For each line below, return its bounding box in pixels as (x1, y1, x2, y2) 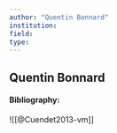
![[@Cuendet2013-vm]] (9, 114, 95, 124)
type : (9, 37, 29, 47)
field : (9, 29, 34, 38)
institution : (9, 21, 58, 30)
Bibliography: (9, 94, 60, 106)
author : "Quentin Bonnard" (9, 12, 109, 22)
